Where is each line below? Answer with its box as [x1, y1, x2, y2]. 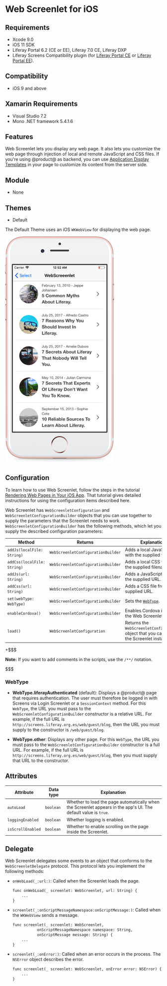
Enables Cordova [125, 607, 160, 613]
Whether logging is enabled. [66, 816, 124, 822]
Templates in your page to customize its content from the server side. [5, 162, 148, 168]
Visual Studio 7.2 [12, 113, 47, 119]
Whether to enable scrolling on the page [66, 823, 149, 829]
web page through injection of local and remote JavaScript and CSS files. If [5, 151, 160, 157]
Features [5, 133, 33, 141]
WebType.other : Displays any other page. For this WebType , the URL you [12, 736, 160, 742]
